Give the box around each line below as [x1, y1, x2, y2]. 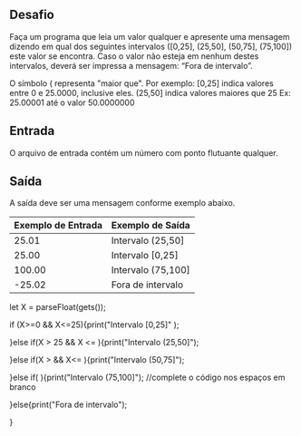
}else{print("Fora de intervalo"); [9, 399, 128, 411]
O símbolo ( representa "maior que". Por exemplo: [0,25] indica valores [9, 77, 274, 89]
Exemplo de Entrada [14, 219, 102, 232]
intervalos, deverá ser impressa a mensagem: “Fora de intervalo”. [9, 60, 254, 71]
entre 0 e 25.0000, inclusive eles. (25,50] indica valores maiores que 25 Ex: [9, 87, 292, 98]
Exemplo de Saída [111, 219, 190, 232]
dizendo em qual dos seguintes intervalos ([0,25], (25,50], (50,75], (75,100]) [9, 41, 293, 52]
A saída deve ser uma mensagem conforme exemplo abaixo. [9, 198, 236, 208]
